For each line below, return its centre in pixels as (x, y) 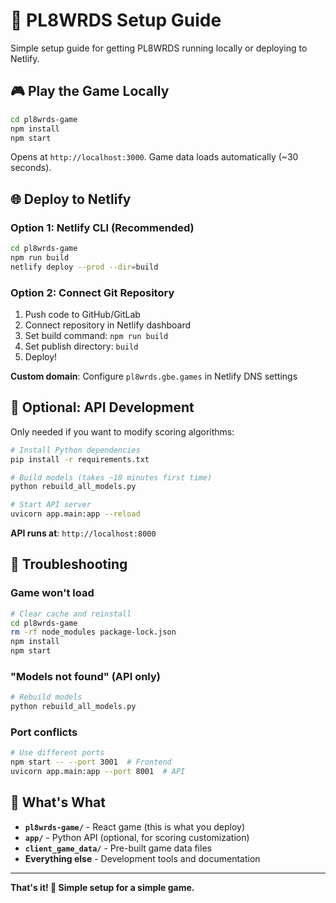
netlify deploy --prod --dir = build (84, 267)
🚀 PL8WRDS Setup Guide (116, 20)
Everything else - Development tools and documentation (142, 858)
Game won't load (52, 593)
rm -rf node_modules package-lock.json (93, 632)
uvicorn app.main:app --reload (75, 514)
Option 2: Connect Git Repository (92, 292)
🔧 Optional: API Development (102, 407)
